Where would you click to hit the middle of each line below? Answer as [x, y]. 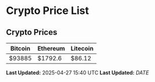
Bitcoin [20, 49]
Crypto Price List [47, 11]
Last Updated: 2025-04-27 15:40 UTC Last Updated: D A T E [77, 73]
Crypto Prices [32, 32]
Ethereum [51, 49]
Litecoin [82, 49]
